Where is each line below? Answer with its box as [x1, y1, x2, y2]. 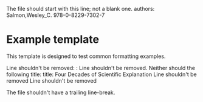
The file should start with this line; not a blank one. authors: [6, 5, 155, 12]
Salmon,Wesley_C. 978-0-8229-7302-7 [6, 11, 105, 19]
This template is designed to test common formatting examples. [6, 53, 166, 60]
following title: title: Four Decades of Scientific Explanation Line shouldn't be [6, 71, 197, 78]
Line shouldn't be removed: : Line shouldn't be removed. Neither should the [6, 64, 196, 71]
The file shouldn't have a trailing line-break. [6, 89, 115, 96]
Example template [6, 33, 99, 46]
